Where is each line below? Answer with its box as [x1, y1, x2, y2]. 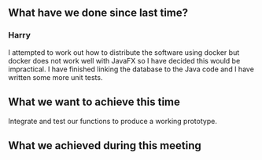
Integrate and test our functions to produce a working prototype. [8, 116, 218, 125]
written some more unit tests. [8, 72, 103, 82]
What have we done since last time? [8, 6, 189, 20]
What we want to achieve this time [8, 96, 181, 109]
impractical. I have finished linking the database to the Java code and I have [8, 64, 254, 74]
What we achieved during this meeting [8, 139, 202, 152]
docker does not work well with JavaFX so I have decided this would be [8, 56, 241, 65]
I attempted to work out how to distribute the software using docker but [8, 47, 240, 57]
